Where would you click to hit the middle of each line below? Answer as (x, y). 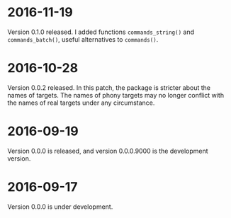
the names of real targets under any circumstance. (81, 103)
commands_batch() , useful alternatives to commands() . (83, 39)
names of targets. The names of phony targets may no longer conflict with (116, 95)
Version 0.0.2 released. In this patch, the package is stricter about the (109, 87)
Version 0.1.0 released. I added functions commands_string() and (101, 32)
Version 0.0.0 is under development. (60, 207)
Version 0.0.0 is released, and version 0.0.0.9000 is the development (108, 151)
